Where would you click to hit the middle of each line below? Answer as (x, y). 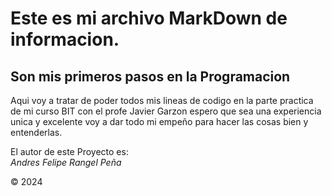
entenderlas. (36, 132)
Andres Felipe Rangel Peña (66, 162)
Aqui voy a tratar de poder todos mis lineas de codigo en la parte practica (162, 100)
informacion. (65, 39)
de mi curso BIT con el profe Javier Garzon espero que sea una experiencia (166, 111)
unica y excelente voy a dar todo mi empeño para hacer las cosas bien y (159, 121)
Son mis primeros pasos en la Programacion (150, 76)
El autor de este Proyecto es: (69, 151)
